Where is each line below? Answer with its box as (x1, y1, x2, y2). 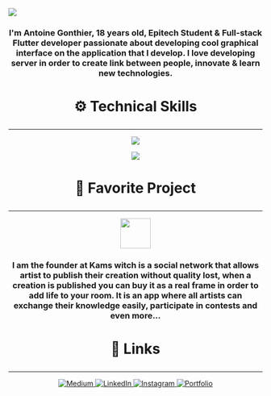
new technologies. (98, 67, 173, 78)
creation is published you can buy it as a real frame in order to (12, 280, 259, 291)
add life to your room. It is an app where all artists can (28, 290, 243, 302)
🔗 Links (110, 340, 161, 358)
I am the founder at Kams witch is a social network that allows (11, 260, 260, 271)
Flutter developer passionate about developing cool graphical (12, 37, 259, 48)
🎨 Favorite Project (75, 179, 196, 198)
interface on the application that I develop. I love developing (15, 47, 256, 58)
